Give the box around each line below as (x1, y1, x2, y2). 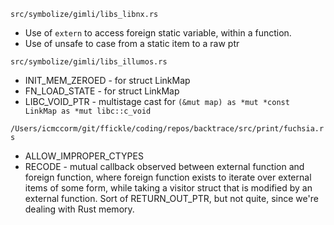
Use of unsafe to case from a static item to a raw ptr (24, 38, 240, 49)
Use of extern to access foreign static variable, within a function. (24, 27, 292, 39)
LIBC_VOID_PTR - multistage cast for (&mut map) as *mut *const (24, 96, 290, 107)
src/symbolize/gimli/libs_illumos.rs (10, 57, 168, 67)
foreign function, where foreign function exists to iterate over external (24, 171, 312, 183)
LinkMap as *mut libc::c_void (24, 106, 152, 116)
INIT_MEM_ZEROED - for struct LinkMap (24, 75, 191, 86)
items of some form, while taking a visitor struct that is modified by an (24, 182, 313, 194)
